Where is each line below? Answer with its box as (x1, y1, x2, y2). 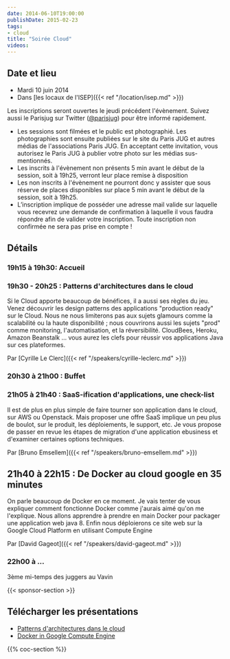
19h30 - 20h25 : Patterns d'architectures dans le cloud (7, 282, 194, 291)
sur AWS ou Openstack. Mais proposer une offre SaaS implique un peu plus (7, 412, 221, 421)
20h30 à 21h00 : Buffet (7, 371, 86, 381)
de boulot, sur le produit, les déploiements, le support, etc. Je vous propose (7, 420, 222, 428)
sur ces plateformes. (7, 341, 66, 349)
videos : (7, 42, 30, 49)
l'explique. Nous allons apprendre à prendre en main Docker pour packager (7, 512, 221, 520)
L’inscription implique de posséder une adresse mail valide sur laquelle (16, 200, 218, 209)
